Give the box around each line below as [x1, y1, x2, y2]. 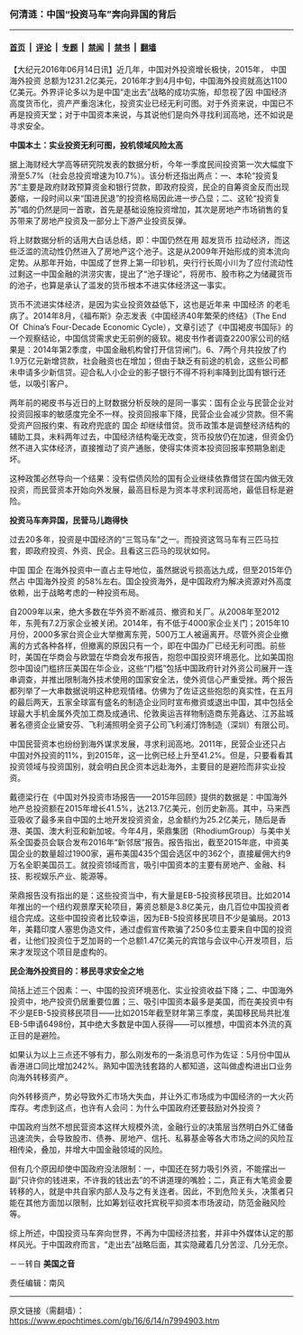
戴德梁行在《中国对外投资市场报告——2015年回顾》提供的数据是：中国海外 [9, 791, 289, 802]
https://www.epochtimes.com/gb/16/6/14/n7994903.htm [9, 1315, 220, 1326]
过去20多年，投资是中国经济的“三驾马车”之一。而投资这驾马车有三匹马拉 [9, 533, 280, 544]
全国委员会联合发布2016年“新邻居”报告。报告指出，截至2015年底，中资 [16, 836, 281, 847]
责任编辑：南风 [9, 1277, 65, 1288]
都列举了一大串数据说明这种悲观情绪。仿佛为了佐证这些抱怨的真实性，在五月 [9, 685, 294, 696]
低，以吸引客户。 [9, 378, 73, 389]
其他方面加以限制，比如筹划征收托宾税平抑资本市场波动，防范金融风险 [24, 1197, 286, 1208]
